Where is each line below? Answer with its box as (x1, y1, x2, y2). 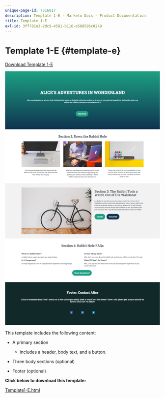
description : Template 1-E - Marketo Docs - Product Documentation (5, 13, 146, 18)
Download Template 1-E (5, 61, 53, 67)
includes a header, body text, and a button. (19, 349, 107, 355)
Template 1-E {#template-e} (5, 45, 121, 57)
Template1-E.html (5, 387, 40, 393)
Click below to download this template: (5, 378, 86, 384)
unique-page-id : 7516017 (5, 8, 56, 13)
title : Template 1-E (5, 18, 48, 23)
